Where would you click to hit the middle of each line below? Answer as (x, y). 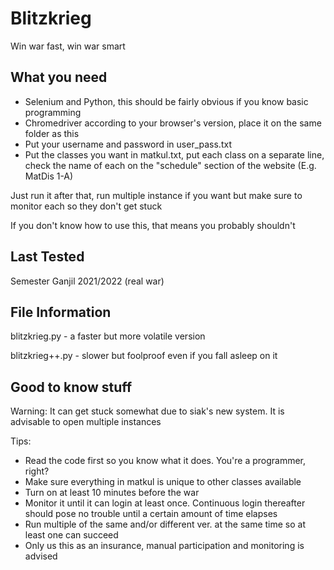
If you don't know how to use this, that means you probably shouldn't (153, 225)
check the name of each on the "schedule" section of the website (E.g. (170, 165)
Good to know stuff (71, 387)
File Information (61, 312)
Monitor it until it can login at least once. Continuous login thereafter (165, 503)
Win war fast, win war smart (68, 46)
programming (53, 112)
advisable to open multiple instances (86, 422)
